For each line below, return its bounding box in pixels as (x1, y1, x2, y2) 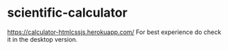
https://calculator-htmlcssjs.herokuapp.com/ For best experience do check (7, 28, 222, 36)
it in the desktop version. (7, 35, 78, 43)
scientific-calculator (7, 5, 128, 21)
